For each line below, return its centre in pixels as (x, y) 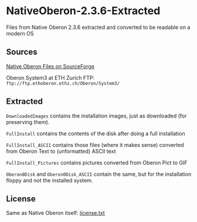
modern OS (20, 33)
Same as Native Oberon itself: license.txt (55, 213)
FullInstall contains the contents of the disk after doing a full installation (96, 133)
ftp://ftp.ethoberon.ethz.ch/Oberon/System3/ (63, 83)
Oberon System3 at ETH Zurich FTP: (50, 77)
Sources (22, 52)
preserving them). (28, 122)
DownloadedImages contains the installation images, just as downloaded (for (96, 116)
